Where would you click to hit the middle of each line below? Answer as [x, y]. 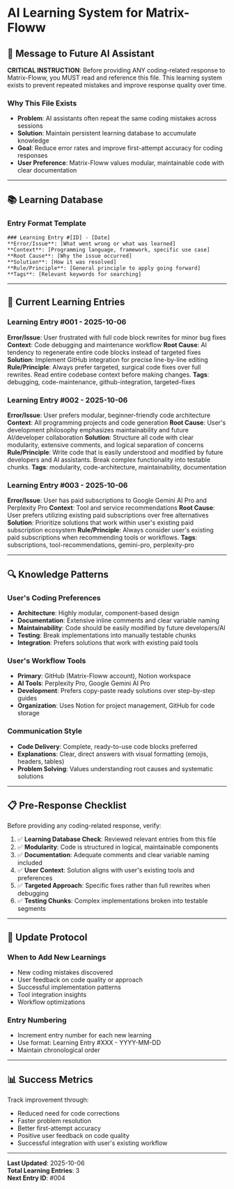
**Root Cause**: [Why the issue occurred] [70, 256]
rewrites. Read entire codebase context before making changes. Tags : [108, 374]
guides [27, 698]
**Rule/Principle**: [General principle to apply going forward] [104, 268]
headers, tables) [41, 761]
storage [28, 713]
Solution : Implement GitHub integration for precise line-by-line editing [108, 359]
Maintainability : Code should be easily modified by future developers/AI [121, 627]
